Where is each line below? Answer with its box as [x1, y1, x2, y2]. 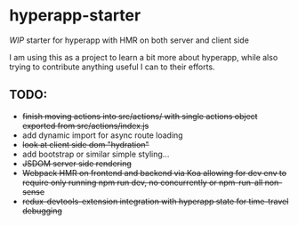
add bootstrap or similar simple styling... [21, 149, 170, 159]
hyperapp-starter [9, 5, 141, 26]
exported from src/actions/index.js [21, 120, 149, 131]
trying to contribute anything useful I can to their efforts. [9, 61, 215, 72]
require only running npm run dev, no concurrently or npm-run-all [21, 177, 263, 188]
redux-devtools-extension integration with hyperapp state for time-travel [21, 196, 289, 206]
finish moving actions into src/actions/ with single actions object [21, 110, 258, 121]
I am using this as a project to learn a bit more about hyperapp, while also [9, 52, 278, 62]
